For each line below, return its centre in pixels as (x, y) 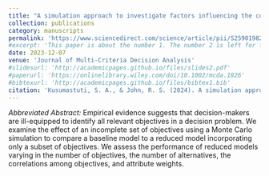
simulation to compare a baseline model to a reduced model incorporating (130, 138)
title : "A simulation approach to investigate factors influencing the (130, 16)
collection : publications (51, 23)
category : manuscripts (46, 30)
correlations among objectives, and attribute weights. (96, 164)
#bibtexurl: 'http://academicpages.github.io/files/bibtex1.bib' (119, 82)
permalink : (26, 38)
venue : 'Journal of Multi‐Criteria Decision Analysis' (102, 61)
